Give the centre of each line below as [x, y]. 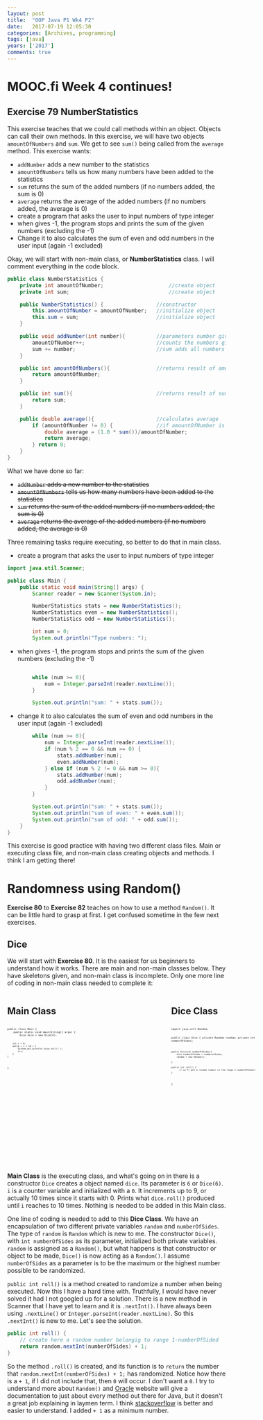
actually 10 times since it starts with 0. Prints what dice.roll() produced [111, 1198]
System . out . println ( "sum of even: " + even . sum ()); [109, 813]
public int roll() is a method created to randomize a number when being [114, 1284]
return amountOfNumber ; [66, 375]
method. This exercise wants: [49, 151]
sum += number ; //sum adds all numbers [129, 349]
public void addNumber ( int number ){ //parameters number [118, 336]
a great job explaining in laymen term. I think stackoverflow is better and [110, 1403]
